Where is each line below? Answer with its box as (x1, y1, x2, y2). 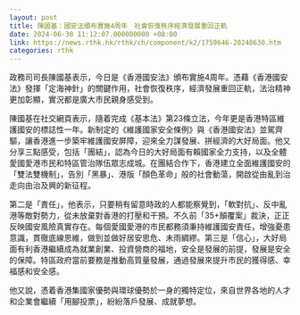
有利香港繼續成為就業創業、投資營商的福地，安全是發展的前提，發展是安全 (16, 244, 291, 254)
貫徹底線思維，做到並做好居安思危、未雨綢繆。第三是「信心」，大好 (32, 233, 279, 244)
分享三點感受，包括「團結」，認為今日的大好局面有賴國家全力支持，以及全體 (9, 146, 287, 157)
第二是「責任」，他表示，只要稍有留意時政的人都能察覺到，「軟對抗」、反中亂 (9, 199, 287, 210)
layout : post (9, 12, 58, 22)
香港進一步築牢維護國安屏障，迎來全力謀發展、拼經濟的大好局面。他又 (32, 136, 291, 146)
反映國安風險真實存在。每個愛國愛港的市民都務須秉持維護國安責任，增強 (9, 221, 275, 232)
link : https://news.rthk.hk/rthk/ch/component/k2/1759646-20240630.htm (9, 37, 281, 47)
